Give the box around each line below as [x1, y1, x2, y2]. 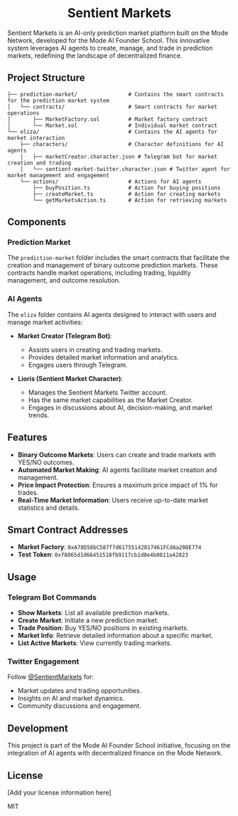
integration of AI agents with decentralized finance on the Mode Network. [7, 749, 223, 758]
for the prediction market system [7, 97, 110, 104]
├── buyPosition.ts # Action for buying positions [33, 184, 221, 192]
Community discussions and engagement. [17, 701, 141, 710]
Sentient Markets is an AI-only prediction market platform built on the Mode [7, 28, 229, 37]
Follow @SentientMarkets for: [7, 673, 94, 681]
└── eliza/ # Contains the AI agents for [7, 128, 218, 135]
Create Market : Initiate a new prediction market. [17, 616, 159, 624]
